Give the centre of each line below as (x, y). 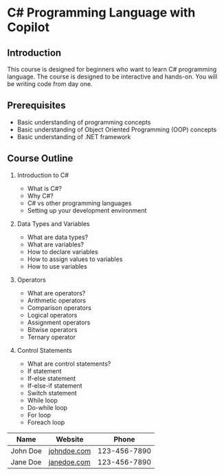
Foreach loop (46, 422)
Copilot (29, 27)
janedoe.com (69, 462)
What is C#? (45, 188)
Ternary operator (51, 337)
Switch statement (52, 393)
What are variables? (56, 244)
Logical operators (52, 315)
